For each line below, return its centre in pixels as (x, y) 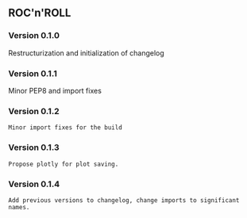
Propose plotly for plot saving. (64, 164)
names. (19, 207)
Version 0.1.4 (34, 184)
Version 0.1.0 (34, 36)
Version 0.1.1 (33, 73)
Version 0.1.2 (34, 111)
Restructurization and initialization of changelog (86, 53)
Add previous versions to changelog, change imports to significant (124, 200)
